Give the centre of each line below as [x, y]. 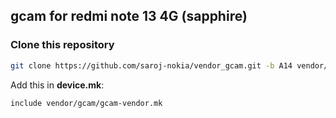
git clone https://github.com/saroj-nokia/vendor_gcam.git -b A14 [151, 65]
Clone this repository [62, 45]
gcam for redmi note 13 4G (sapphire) [129, 16]
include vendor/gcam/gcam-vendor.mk [86, 103]
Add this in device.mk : [57, 85]
